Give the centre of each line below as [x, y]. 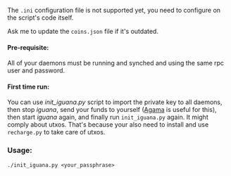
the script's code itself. [40, 18]
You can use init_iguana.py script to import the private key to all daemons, [115, 102]
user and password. [36, 70]
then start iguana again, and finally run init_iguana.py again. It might [108, 117]
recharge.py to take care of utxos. [56, 132]
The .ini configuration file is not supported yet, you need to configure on [114, 10]
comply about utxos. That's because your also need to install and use [108, 125]
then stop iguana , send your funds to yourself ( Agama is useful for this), [112, 110]
